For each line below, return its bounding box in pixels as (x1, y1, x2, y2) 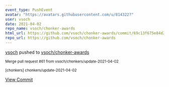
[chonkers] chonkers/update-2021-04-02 (5, 67, 77, 73)
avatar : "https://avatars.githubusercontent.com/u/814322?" (5, 12, 134, 17)
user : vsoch (5, 17, 30, 22)
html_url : (5, 31, 26, 36)
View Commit (5, 76, 33, 82)
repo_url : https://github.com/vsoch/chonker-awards (5, 36, 116, 41)
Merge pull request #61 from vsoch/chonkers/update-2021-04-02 (5, 59, 119, 64)
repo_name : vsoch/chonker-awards (5, 26, 75, 31)
